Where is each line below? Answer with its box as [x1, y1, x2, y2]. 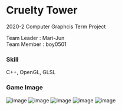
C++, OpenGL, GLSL [6, 69, 56, 76]
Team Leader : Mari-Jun [6, 34, 65, 41]
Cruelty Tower [6, 4, 78, 17]
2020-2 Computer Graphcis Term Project [6, 23, 106, 30]
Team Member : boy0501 [6, 41, 67, 48]
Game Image [6, 84, 43, 92]
